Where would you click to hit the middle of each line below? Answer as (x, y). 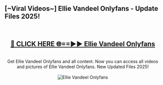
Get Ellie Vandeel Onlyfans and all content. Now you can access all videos (83, 61)
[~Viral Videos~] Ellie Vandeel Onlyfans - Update (81, 9)
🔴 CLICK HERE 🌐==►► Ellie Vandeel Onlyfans (83, 44)
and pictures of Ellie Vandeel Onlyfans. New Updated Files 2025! (83, 67)
